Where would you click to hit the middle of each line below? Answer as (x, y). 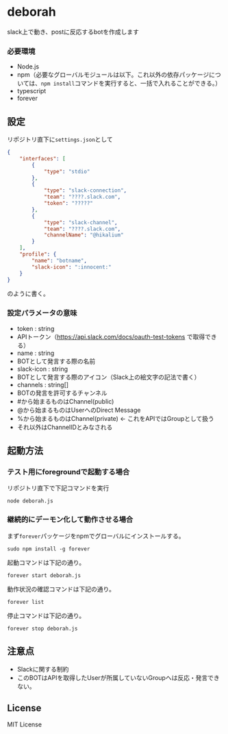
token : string (36, 328)
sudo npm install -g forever (49, 549)
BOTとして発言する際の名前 (56, 361)
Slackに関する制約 (43, 669)
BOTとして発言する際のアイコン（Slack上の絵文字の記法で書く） (109, 377)
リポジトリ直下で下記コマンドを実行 (58, 488)
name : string (36, 353)
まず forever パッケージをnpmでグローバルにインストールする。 (96, 536)
